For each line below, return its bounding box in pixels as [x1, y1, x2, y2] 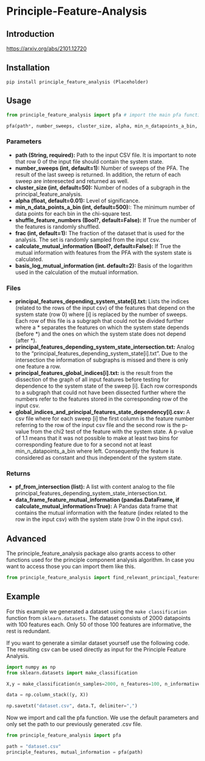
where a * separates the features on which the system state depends [15, 324, 189, 331]
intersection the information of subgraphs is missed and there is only [15, 356, 189, 363]
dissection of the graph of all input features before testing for [15, 376, 169, 383]
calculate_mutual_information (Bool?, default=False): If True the [15, 242, 181, 249]
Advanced [6, 533, 47, 543]
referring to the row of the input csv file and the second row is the [15, 421, 181, 428]
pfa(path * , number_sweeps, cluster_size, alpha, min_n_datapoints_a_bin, [6, 123, 198, 129]
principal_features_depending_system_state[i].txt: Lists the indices [15, 297, 189, 305]
